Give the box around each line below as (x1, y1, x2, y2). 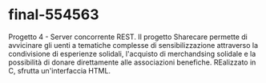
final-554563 (8, 6, 99, 24)
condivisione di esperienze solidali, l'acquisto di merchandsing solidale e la (8, 49, 256, 58)
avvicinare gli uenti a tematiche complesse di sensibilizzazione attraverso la (8, 40, 259, 49)
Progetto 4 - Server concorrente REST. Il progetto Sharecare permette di (8, 32, 248, 41)
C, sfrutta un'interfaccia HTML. (8, 65, 111, 75)
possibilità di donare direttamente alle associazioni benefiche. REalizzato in (8, 57, 256, 67)
